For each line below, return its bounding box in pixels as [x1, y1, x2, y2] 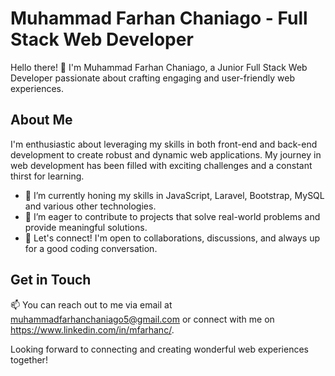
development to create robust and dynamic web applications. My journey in [10, 148, 322, 161]
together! [10, 353, 48, 366]
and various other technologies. [24, 200, 157, 212]
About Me [10, 112, 73, 129]
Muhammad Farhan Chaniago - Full [10, 7, 308, 30]
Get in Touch [10, 272, 92, 289]
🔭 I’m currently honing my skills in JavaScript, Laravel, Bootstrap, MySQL [24, 189, 325, 201]
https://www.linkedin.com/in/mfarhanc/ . [10, 323, 175, 336]
